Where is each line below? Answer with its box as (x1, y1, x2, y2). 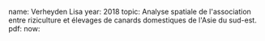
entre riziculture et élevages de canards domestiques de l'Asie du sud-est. (8, 15, 257, 25)
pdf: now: (8, 24, 41, 33)
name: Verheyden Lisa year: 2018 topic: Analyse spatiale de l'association (8, 7, 251, 16)
